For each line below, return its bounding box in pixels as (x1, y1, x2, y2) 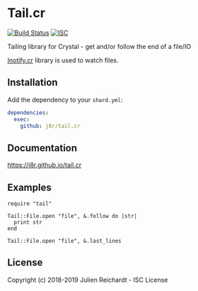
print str (13, 219, 42, 226)
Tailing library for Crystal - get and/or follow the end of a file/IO (7, 42, 192, 50)
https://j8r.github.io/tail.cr (7, 161, 82, 170)
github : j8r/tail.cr (20, 122, 81, 129)
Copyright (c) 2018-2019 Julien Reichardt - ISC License (7, 275, 168, 284)
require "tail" (7, 200, 52, 207)
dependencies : (7, 109, 49, 116)
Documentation (7, 142, 78, 154)
